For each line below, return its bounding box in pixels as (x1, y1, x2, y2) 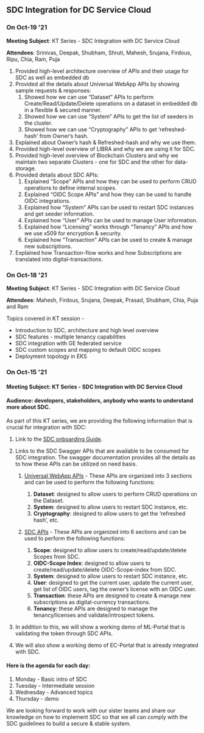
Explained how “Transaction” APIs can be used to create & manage (24, 236, 193, 243)
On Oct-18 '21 (6, 271, 47, 279)
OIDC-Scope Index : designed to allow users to (33, 559, 151, 567)
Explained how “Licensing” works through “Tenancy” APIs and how (24, 223, 193, 230)
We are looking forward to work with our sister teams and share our (6, 707, 176, 714)
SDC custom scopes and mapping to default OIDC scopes (15, 346, 161, 353)
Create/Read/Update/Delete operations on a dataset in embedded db (24, 100, 198, 107)
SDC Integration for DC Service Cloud (6, 5, 152, 15)
